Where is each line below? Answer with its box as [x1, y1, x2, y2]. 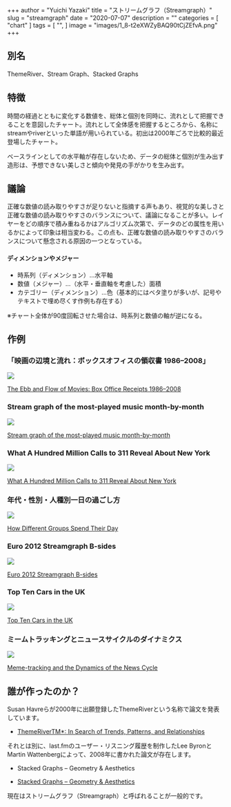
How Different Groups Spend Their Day [7, 524, 119, 533]
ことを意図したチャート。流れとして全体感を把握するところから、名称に [12, 120, 219, 128]
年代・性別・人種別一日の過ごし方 [7, 495, 121, 505]
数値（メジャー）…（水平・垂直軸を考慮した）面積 [17, 279, 162, 288]
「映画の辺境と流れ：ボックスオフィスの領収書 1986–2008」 [7, 356, 210, 365]
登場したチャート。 [7, 137, 62, 146]
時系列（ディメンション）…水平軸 [17, 271, 113, 279]
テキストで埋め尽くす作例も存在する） [17, 296, 126, 305]
